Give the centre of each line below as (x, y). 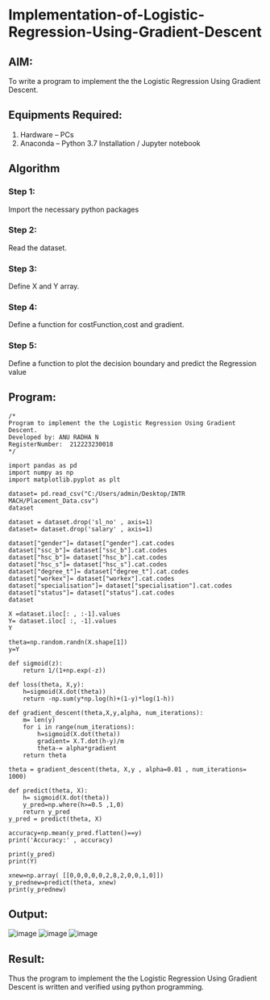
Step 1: (22, 191)
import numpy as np (41, 473)
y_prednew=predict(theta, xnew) (62, 882)
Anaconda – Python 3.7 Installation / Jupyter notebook (110, 143)
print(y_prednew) (37, 889)
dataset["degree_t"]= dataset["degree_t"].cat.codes (99, 571)
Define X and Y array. (44, 286)
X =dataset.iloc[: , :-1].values (64, 614)
